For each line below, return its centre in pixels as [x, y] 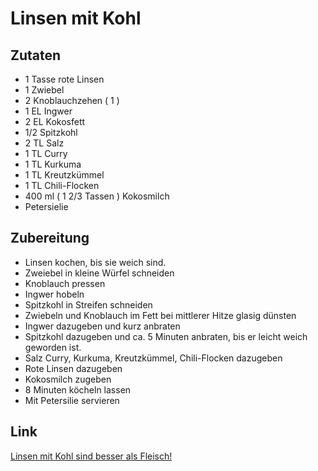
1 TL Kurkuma [53, 164]
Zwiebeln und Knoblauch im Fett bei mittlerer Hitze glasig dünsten [160, 315]
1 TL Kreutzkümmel [64, 175]
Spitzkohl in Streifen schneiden [88, 304]
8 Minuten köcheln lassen [78, 389]
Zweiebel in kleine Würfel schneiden [99, 273]
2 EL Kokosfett [55, 121]
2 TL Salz [44, 143]
